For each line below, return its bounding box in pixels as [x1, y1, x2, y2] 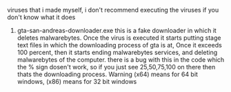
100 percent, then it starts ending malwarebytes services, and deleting [17, 48, 218, 56]
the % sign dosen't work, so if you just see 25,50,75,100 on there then [17, 63, 216, 71]
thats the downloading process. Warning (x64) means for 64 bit [17, 70, 199, 78]
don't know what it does [7, 13, 76, 21]
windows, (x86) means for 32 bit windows [17, 78, 137, 85]
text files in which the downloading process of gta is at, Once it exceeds [17, 41, 222, 49]
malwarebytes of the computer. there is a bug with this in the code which [17, 56, 225, 64]
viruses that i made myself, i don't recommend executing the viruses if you [7, 6, 219, 14]
